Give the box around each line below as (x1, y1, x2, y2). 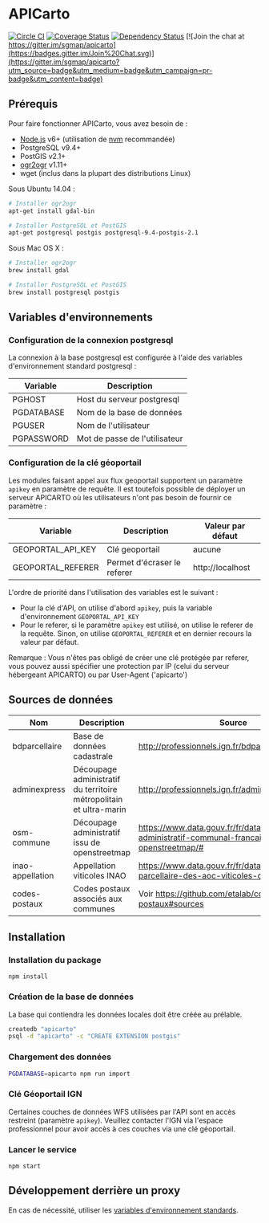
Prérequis (8, 97, 58, 111)
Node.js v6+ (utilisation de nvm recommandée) (19, 134, 175, 144)
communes (73, 903, 116, 914)
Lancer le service (8, 1144, 78, 1155)
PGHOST (12, 394, 46, 406)
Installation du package (8, 954, 102, 965)
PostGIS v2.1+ (19, 151, 66, 161)
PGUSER (12, 420, 46, 431)
